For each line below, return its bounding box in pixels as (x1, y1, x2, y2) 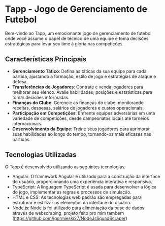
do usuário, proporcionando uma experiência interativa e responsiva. (12, 179, 153, 185)
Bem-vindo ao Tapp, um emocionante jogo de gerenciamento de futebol (5, 30, 152, 36)
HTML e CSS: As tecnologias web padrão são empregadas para (12, 194, 142, 200)
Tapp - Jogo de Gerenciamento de (5, 3, 148, 15)
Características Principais (5, 55, 87, 64)
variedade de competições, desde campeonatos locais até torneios (12, 115, 149, 121)
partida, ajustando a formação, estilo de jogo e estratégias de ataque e (12, 73, 156, 79)
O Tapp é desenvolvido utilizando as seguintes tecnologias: (5, 164, 126, 170)
